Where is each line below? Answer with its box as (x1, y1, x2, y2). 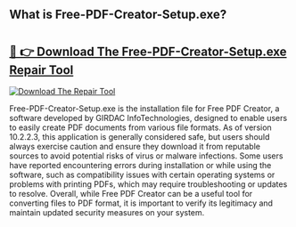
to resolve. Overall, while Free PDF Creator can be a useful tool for (9, 189, 253, 199)
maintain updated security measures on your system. (9, 207, 205, 217)
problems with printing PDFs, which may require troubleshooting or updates (9, 179, 288, 190)
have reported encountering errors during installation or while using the (9, 160, 272, 170)
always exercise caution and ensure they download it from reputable (9, 142, 261, 151)
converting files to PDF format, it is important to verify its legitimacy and (9, 198, 274, 208)
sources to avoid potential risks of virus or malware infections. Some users (9, 150, 284, 161)
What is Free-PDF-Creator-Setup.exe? (9, 7, 227, 22)
